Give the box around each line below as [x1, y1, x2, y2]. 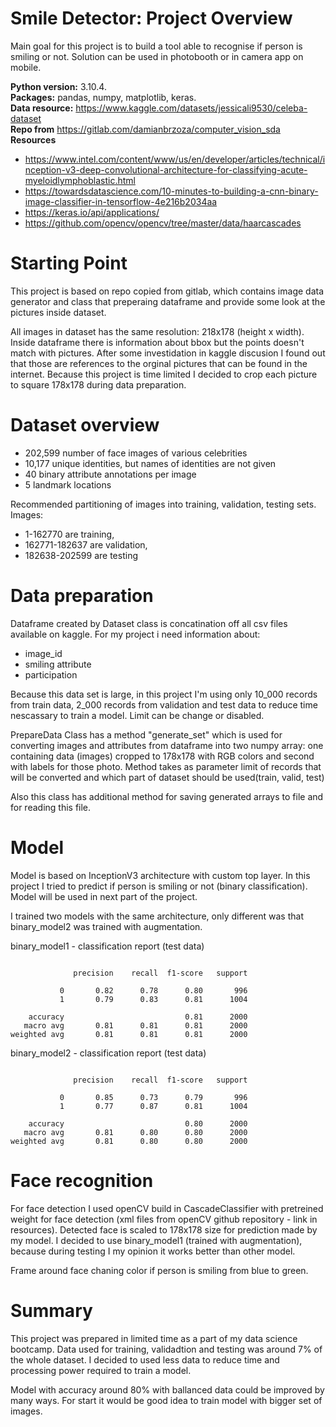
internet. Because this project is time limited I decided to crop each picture [10, 368, 318, 380]
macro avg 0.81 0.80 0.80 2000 [23, 1127, 248, 1137]
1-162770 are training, [24, 528, 115, 540]
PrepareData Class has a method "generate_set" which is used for [10, 728, 283, 741]
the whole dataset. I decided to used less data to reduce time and [10, 1353, 280, 1366]
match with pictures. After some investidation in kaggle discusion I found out [10, 347, 326, 359]
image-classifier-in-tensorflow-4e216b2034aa [24, 195, 218, 207]
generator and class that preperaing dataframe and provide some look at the [10, 295, 326, 307]
